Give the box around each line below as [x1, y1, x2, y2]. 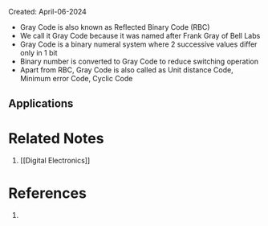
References [8, 184, 87, 202]
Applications [8, 97, 74, 111]
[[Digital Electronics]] [19, 156, 91, 166]
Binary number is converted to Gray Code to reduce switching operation [19, 56, 259, 66]
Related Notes [8, 129, 104, 147]
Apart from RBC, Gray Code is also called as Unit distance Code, [19, 65, 234, 75]
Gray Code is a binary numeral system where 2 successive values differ [19, 39, 258, 49]
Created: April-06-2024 [8, 7, 87, 16]
